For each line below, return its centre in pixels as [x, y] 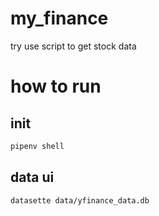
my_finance [59, 18]
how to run [56, 86]
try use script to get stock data [73, 46]
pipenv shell [37, 146]
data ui [32, 177]
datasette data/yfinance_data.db [80, 200]
